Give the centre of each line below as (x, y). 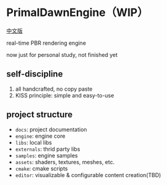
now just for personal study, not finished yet (62, 55)
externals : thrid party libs (48, 149)
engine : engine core (40, 136)
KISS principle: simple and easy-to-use (65, 95)
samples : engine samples (46, 155)
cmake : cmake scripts (41, 168)
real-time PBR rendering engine (46, 43)
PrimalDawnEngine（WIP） (77, 13)
